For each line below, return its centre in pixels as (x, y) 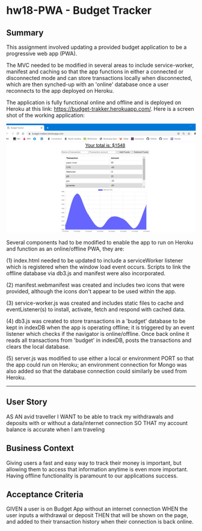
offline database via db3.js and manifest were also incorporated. (86, 273)
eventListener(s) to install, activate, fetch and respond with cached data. (96, 309)
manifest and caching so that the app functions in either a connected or (95, 72)
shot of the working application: (46, 115)
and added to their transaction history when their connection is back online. (100, 522)
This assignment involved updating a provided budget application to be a (96, 47)
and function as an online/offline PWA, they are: (65, 249)
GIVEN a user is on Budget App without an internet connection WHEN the (97, 509)
